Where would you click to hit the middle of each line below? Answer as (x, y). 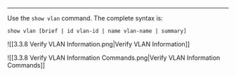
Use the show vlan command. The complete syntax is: (85, 18)
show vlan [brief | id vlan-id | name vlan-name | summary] (97, 31)
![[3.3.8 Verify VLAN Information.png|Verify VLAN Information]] (99, 44)
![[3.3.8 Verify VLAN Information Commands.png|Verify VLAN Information (114, 58)
